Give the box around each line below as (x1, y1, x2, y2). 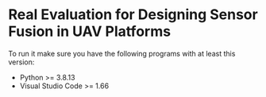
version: (8, 57, 35, 67)
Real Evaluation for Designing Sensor (8, 6, 258, 24)
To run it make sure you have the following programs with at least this (8, 48, 236, 58)
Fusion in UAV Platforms (8, 22, 172, 41)
